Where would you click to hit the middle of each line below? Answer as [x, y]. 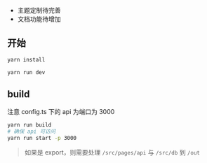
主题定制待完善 [39, 10]
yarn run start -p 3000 [42, 139]
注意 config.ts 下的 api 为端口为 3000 [61, 112]
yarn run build [29, 125]
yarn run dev [26, 72]
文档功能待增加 [39, 19]
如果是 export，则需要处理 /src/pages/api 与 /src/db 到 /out [112, 152]
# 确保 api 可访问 [32, 132]
